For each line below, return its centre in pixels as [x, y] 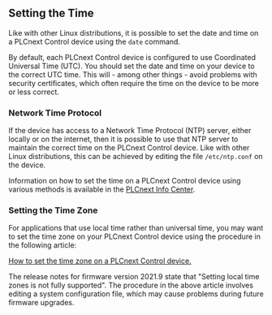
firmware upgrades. [41, 303]
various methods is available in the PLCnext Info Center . [102, 189]
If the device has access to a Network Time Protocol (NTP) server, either [130, 131]
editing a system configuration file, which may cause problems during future [136, 294]
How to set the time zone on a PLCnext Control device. [100, 261]
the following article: [43, 245]
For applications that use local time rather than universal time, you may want [136, 228]
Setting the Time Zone [53, 210]
